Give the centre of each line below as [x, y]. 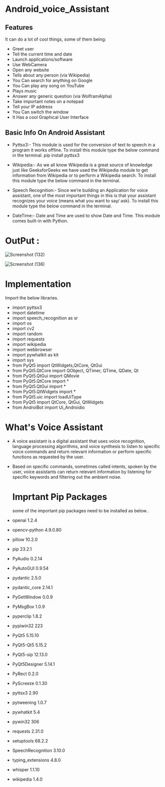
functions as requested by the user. [48, 457]
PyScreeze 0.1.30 [30, 683]
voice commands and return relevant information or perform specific [82, 451]
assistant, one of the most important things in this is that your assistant [84, 195]
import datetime [28, 312]
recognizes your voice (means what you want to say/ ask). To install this [85, 200]
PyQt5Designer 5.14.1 [33, 664]
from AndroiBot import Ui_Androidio [49, 407]
